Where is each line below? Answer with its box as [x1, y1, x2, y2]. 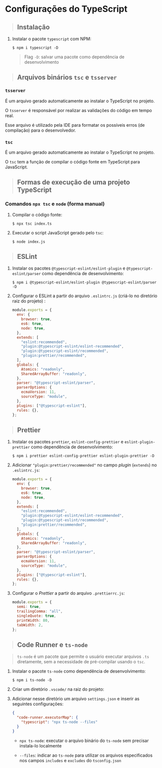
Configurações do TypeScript [5, 3, 128, 15]
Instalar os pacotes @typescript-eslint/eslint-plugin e [12, 265, 126, 271]
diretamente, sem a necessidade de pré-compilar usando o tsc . [17, 659, 145, 665]
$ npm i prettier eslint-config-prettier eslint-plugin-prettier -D [12, 454, 155, 459]
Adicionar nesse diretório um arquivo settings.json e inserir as [12, 696, 140, 702]
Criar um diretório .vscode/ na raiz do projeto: [12, 686, 104, 692]
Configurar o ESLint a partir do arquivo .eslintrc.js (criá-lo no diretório [12, 293, 158, 299]
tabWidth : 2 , [17, 623, 43, 628]
